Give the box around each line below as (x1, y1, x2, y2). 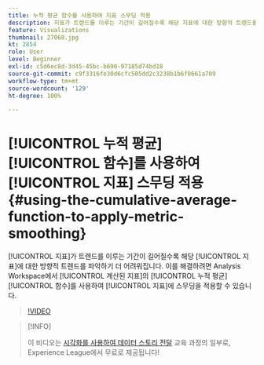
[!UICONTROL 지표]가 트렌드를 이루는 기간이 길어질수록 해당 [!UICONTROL (8, 252, 241, 261)
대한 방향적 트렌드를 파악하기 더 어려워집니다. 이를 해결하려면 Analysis (24, 261, 241, 271)
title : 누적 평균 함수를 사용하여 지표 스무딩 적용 (8, 11, 151, 20)
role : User (8, 48, 44, 56)
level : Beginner (8, 56, 61, 64)
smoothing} (8, 224, 87, 243)
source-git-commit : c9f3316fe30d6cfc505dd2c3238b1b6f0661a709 (8, 70, 216, 78)
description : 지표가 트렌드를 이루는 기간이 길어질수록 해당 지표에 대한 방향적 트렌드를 (8, 19, 258, 27)
